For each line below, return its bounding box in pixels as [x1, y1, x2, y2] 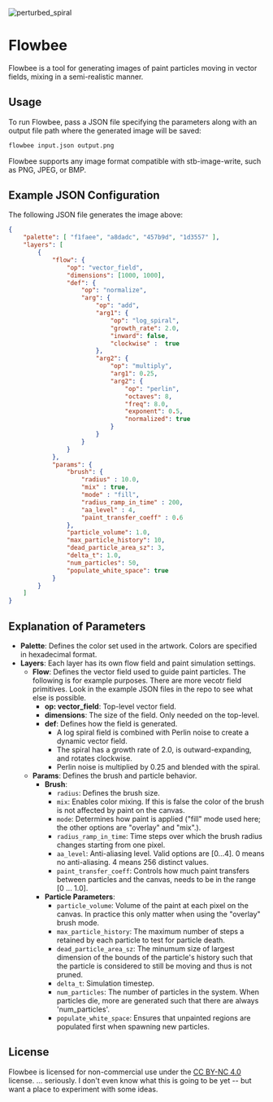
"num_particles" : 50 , [66, 559, 140, 567]
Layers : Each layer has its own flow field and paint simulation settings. [19, 658, 256, 668]
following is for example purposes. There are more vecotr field [32, 676, 242, 685]
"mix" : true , [80, 483, 129, 492]
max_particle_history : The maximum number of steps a [56, 927, 245, 936]
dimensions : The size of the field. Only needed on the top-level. [44, 710, 260, 720]
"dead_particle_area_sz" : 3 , [66, 544, 165, 552]
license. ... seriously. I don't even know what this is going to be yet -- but [8, 1075, 252, 1085]
